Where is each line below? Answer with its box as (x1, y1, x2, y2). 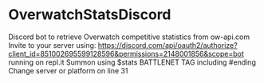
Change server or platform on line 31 (8, 65, 128, 75)
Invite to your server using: (8, 40, 97, 49)
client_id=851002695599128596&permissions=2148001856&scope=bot (8, 49, 245, 58)
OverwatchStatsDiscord (8, 6, 171, 24)
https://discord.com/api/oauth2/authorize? (97, 40, 238, 49)
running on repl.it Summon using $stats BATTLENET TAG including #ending (8, 57, 257, 67)
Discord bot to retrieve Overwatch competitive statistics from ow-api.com (8, 32, 250, 41)
